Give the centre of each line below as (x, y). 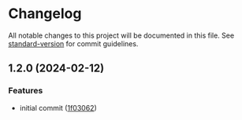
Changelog (45, 14)
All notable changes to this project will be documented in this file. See (121, 35)
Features (26, 91)
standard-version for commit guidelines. (73, 43)
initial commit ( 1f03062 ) (58, 107)
